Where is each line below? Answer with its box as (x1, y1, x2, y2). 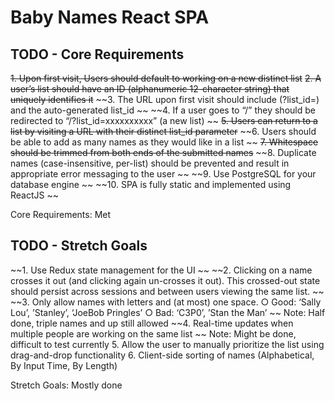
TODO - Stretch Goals (10, 237, 148, 255)
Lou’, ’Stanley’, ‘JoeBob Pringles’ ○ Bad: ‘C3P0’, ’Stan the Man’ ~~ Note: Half (10, 306, 326, 318)
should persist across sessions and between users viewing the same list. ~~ (10, 285, 325, 297)
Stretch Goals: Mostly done (10, 379, 123, 391)
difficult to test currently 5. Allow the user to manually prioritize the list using (10, 338, 325, 350)
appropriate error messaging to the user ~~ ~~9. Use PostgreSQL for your (10, 168, 317, 180)
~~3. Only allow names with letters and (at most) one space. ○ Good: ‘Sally (10, 296, 322, 308)
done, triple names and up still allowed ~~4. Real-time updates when (10, 317, 294, 329)
